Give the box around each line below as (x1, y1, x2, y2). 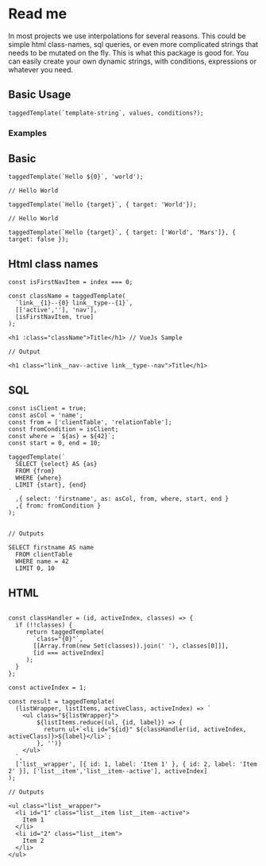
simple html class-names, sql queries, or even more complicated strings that (8, 39, 259, 49)
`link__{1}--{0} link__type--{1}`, (15, 299, 133, 307)
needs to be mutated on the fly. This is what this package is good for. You (8, 48, 249, 57)
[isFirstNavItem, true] (15, 313, 94, 321)
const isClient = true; (8, 405, 87, 413)
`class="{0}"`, (33, 635, 83, 643)
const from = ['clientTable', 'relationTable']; (8, 418, 172, 426)
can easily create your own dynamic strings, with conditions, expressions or (8, 56, 257, 66)
